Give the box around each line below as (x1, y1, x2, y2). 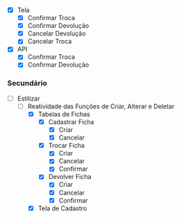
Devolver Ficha (48, 173, 92, 181)
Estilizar (17, 94, 40, 103)
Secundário (7, 78, 47, 88)
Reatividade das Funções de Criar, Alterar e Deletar (27, 102, 175, 110)
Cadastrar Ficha (48, 117, 94, 126)
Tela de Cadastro (38, 204, 88, 212)
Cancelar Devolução (27, 29, 86, 37)
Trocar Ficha (48, 142, 85, 150)
